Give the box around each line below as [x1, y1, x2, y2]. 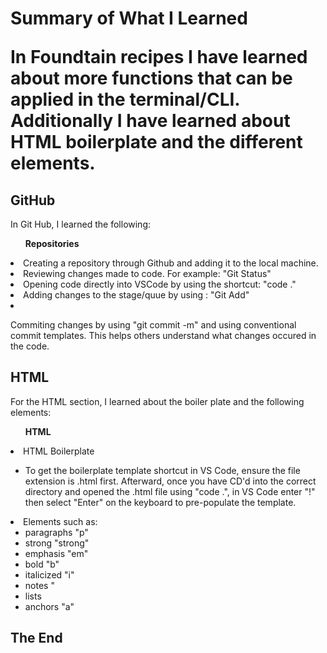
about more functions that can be [10, 67, 293, 90]
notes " [24, 579, 55, 591]
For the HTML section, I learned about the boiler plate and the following [10, 395, 305, 407]
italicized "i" [24, 568, 75, 581]
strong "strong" [24, 537, 90, 549]
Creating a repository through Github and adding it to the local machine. [23, 257, 319, 269]
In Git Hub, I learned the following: [10, 218, 152, 230]
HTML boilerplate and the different [10, 131, 303, 154]
